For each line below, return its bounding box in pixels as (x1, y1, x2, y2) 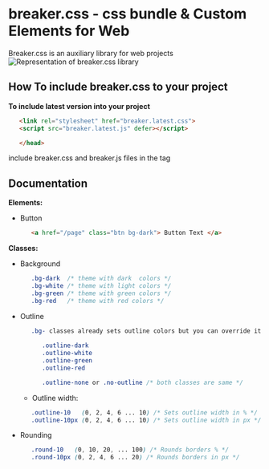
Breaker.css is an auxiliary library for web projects (8, 48, 174, 58)
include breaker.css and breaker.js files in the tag (8, 153, 171, 163)
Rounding (19, 431, 52, 440)
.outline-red (41, 364, 86, 372)
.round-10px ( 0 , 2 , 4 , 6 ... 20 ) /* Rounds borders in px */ (31, 454, 240, 462)
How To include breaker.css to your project (8, 80, 228, 94)
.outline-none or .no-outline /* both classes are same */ (41, 378, 243, 386)
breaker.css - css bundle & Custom (8, 5, 247, 23)
